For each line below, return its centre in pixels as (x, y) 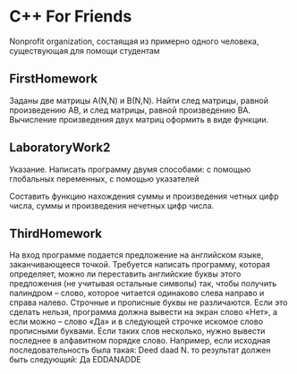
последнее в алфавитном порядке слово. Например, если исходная (140, 341)
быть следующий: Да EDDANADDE (75, 360)
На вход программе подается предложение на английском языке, (136, 255)
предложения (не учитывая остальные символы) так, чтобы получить (143, 284)
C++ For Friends (71, 17)
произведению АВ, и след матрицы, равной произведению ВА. (130, 110)
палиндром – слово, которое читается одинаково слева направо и (137, 293)
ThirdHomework (56, 233)
